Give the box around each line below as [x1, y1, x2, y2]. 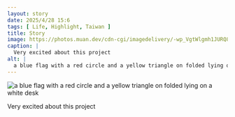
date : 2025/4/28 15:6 [7, 17, 71, 24]
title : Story [7, 29, 45, 37]
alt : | [7, 56, 27, 63]
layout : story [7, 10, 49, 17]
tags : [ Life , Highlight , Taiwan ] [7, 23, 111, 30]
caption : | [7, 42, 39, 49]
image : [7, 36, 27, 43]
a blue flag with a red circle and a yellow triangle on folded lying [13, 62, 224, 69]
